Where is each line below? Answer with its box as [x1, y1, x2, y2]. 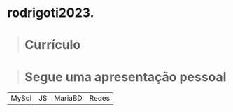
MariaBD [53, 93, 83, 103]
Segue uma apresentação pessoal [24, 69, 227, 85]
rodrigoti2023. [7, 5, 94, 21]
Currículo [24, 37, 81, 53]
